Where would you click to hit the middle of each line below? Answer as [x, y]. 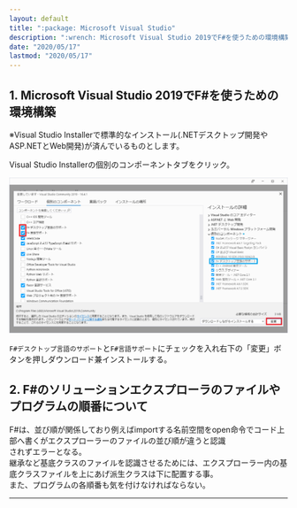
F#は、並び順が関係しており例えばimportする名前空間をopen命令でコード [143, 429]
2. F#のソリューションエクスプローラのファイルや [145, 390]
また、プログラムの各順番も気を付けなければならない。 [110, 485]
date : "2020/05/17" [45, 47]
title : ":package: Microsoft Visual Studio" [92, 28]
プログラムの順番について [79, 407]
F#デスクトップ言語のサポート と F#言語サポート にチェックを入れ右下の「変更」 [141, 348]
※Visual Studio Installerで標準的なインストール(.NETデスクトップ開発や [139, 135]
